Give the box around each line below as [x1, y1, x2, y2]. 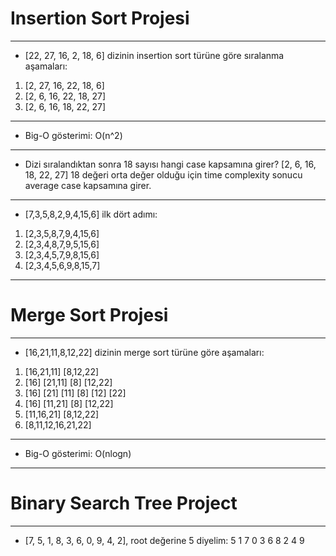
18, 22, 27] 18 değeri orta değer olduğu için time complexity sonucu [24, 168, 303, 181]
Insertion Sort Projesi [10, 7, 190, 30]
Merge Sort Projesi [10, 304, 169, 327]
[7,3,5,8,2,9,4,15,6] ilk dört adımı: [24, 208, 158, 220]
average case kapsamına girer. [24, 179, 152, 191]
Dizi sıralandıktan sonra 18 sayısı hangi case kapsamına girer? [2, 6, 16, [24, 158, 317, 170]
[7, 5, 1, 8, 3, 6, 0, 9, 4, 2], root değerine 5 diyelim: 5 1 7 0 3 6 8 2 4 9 [24, 534, 305, 546]
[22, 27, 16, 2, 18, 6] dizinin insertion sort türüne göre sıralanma [24, 49, 285, 61]
